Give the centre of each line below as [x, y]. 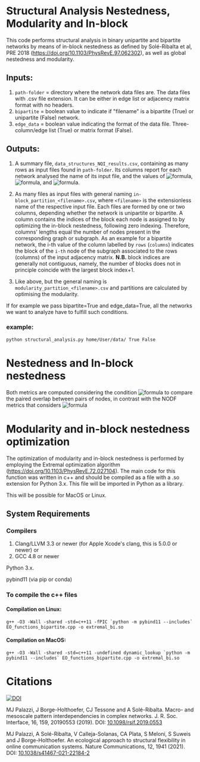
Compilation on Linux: [34, 609]
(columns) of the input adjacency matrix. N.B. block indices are [92, 257]
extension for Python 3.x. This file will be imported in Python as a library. [95, 483]
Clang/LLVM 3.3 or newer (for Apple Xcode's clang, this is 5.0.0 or [96, 544]
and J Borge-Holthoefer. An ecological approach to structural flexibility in [96, 740]
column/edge [31, 130]
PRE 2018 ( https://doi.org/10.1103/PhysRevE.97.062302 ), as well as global [96, 52]
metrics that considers [34, 405]
